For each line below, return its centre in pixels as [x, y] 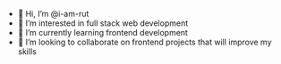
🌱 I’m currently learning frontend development [102, 32]
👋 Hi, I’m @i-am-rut [53, 14]
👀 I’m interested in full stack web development [103, 23]
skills [27, 52]
